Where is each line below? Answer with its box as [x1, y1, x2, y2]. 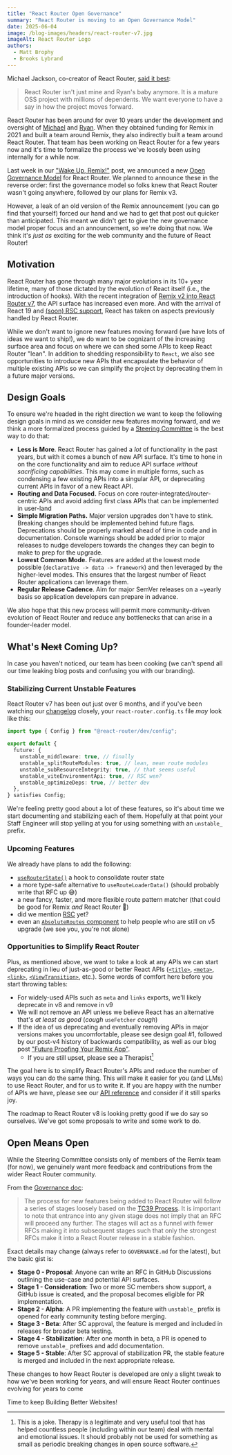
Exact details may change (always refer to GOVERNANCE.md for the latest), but [7, 1247, 221, 1255]
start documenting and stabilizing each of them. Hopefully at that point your [7, 812, 223, 820]
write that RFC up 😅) [17, 888, 77, 896]
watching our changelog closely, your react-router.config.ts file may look [7, 707, 222, 715]
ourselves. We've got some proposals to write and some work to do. [7, 1117, 202, 1125]
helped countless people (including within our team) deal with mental [17, 1425, 214, 1434]
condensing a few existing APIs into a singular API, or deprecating [17, 475, 205, 483]
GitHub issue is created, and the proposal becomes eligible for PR [17, 1290, 205, 1298]
